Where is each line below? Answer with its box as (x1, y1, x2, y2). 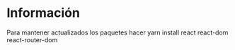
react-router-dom (6, 35, 58, 44)
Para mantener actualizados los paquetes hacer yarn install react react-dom (6, 28, 229, 37)
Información (6, 5, 81, 21)
